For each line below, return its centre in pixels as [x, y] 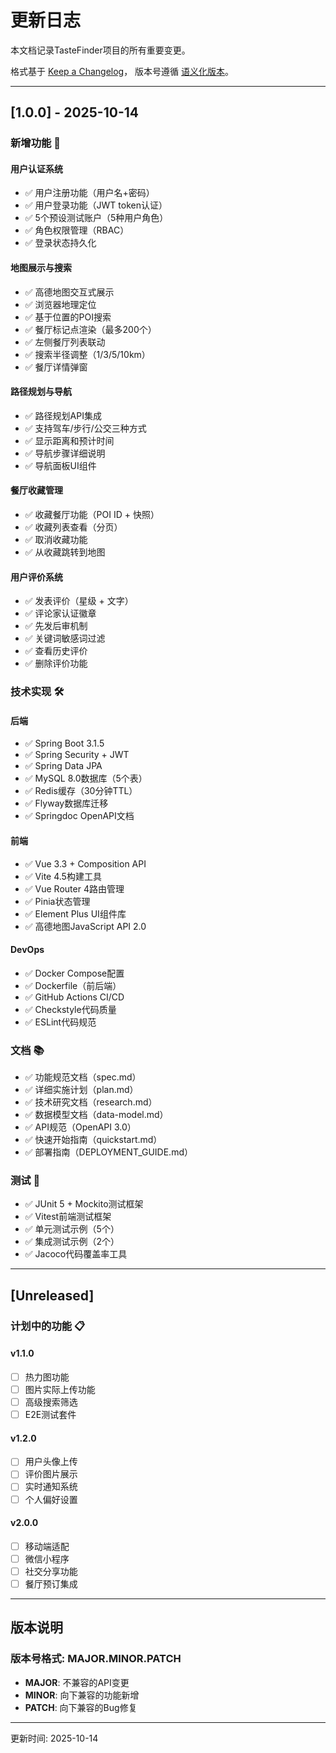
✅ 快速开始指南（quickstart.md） [93, 1140]
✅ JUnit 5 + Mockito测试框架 [84, 1204]
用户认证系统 [36, 168]
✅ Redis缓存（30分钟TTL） [81, 791]
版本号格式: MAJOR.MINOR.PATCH [96, 1659]
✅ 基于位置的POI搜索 [68, 317]
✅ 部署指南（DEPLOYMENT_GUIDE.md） [108, 1152]
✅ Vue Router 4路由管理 [74, 888]
